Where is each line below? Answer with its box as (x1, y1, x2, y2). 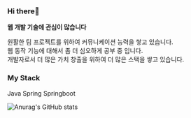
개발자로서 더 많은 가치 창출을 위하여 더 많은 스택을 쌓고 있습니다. (7, 55, 185, 64)
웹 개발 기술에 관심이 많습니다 (7, 23, 87, 31)
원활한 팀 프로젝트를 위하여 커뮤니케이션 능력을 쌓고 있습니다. (7, 38, 174, 46)
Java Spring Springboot (7, 89, 76, 97)
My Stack (7, 73, 41, 83)
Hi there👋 (7, 6, 40, 16)
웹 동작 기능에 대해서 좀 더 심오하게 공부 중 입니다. (7, 47, 143, 55)
